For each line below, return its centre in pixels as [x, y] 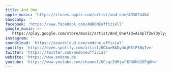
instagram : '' [20, 39]
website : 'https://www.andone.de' [42, 57]
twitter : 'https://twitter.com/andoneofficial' [57, 52]
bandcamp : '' [19, 19]
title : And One [21, 10]
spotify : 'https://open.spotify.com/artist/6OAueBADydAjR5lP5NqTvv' [79, 48]
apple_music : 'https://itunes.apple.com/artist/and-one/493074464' [78, 15]
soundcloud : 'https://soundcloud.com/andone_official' [65, 43]
